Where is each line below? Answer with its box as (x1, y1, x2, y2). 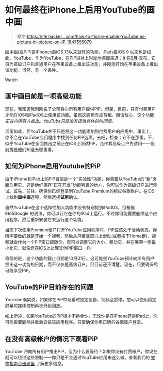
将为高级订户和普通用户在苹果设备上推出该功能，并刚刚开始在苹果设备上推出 (5, 61, 158, 67)
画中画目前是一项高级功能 (5, 92, 81, 100)
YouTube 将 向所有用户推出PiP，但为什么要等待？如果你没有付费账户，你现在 (5, 349, 158, 355)
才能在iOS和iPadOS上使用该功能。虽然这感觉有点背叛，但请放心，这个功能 (5, 112, 154, 118)
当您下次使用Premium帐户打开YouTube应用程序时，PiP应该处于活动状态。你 (5, 226, 158, 233)
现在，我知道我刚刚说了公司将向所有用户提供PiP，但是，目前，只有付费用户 (5, 106, 156, 112)
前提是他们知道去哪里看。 (5, 146, 56, 152)
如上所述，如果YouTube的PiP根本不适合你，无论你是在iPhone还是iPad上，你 (5, 313, 158, 319)
